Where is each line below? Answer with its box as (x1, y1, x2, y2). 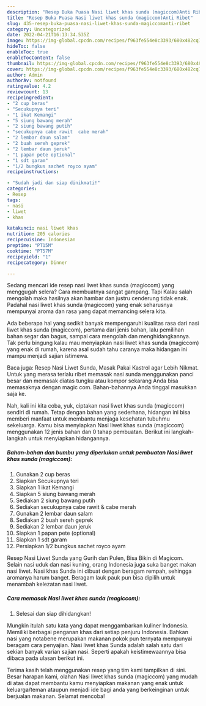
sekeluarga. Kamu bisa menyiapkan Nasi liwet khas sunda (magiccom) (7, 422, 185, 429)
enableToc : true (7, 49, 48, 55)
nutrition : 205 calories (7, 231, 70, 237)
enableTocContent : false (7, 55, 70, 61)
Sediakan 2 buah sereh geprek (15, 516, 94, 524)
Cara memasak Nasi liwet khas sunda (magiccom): (7, 594, 141, 602)
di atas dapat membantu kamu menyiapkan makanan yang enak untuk (7, 680, 183, 687)
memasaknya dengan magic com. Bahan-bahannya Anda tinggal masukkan (7, 384, 197, 391)
